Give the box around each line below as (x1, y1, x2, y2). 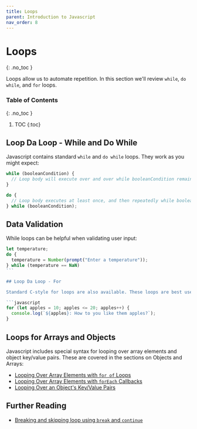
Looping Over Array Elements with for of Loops (14, 371, 131, 378)
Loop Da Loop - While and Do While (6, 138, 138, 147)
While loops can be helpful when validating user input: (6, 235, 138, 242)
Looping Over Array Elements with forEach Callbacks (14, 377, 142, 385)
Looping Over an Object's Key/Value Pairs (14, 384, 116, 391)
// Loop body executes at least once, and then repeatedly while (11, 197, 175, 204)
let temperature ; (6, 246, 49, 252)
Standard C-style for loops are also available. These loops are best (6, 289, 182, 295)
